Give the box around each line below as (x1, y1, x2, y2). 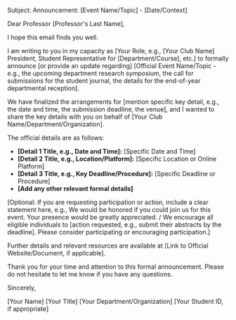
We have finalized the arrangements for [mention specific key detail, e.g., (7, 98, 220, 106)
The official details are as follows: (7, 133, 105, 142)
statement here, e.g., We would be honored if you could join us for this (7, 206, 211, 213)
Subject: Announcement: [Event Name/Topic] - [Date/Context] (7, 6, 188, 14)
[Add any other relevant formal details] (17, 185, 133, 192)
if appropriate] (7, 305, 49, 313)
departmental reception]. (7, 84, 79, 92)
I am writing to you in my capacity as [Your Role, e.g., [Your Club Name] (7, 47, 215, 55)
